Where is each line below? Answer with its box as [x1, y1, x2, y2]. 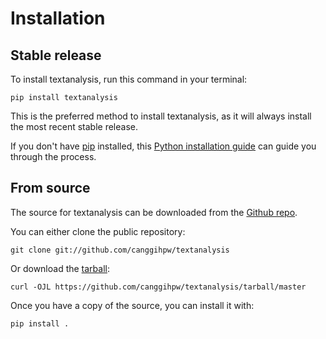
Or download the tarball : [10, 262, 111, 274]
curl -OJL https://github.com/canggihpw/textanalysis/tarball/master [10, 282, 307, 292]
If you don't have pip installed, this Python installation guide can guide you [10, 140, 317, 152]
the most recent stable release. [10, 121, 138, 132]
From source [10, 180, 91, 197]
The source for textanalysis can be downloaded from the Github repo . [10, 206, 298, 218]
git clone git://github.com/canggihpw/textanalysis [10, 245, 230, 255]
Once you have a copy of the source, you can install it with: [10, 299, 255, 311]
